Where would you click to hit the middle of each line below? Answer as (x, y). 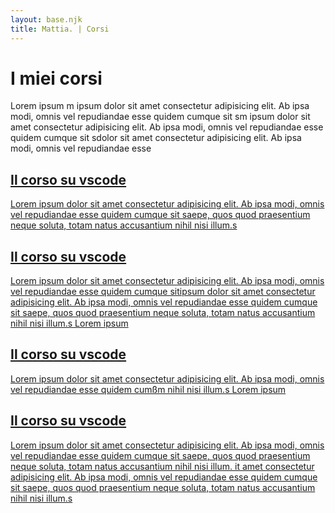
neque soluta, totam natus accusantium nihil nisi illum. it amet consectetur (162, 466)
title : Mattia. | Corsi (60, 29)
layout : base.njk (46, 19)
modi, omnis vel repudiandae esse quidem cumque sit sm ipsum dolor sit (160, 117)
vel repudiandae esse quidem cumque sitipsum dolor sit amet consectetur (163, 292)
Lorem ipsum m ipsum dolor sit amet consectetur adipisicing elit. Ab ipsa (160, 106)
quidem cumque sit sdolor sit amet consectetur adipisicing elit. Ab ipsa (156, 138)
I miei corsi (56, 78)
